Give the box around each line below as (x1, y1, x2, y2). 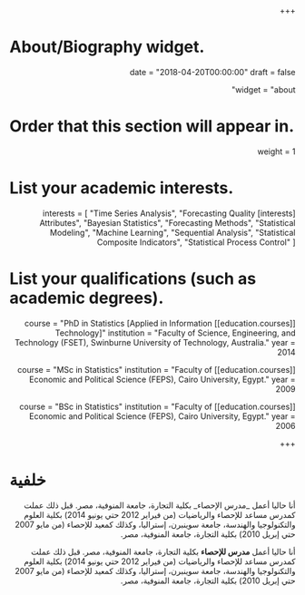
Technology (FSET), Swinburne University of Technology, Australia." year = (15, 337, 296, 347)
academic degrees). (9, 288, 164, 308)
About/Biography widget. (9, 37, 205, 57)
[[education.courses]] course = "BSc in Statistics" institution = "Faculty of (19, 401, 296, 412)
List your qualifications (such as (9, 268, 257, 288)
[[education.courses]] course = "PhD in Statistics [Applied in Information (24, 317, 296, 328)
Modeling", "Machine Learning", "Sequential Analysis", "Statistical (49, 227, 296, 238)
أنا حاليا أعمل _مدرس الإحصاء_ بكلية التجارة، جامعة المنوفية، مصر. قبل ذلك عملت (24, 500, 296, 511)
